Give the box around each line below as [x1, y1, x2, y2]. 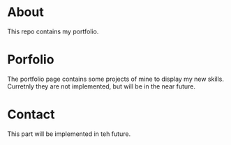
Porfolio [7, 52, 54, 68]
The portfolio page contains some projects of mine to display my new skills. [7, 75, 225, 83]
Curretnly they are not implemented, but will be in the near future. [7, 82, 196, 91]
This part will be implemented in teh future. [7, 130, 131, 138]
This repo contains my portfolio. [7, 27, 99, 36]
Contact [7, 107, 55, 123]
